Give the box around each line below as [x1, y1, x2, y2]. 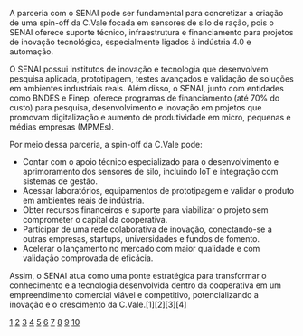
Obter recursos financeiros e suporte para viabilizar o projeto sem [22, 205, 269, 216]
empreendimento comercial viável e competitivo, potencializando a [9, 290, 260, 300]
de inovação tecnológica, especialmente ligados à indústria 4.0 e [9, 36, 251, 47]
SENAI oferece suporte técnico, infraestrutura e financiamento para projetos [9, 27, 294, 37]
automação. [9, 46, 54, 57]
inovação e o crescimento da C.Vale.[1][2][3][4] [9, 299, 187, 310]
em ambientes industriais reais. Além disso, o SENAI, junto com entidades [9, 83, 285, 93]
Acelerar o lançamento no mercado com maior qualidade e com [22, 244, 260, 254]
